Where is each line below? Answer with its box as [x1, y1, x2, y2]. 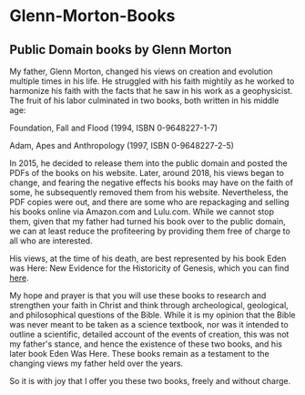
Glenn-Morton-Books [9, 5, 176, 26]
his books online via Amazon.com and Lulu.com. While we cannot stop [9, 206, 275, 217]
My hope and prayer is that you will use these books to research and [9, 290, 267, 301]
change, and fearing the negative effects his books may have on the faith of [9, 177, 294, 188]
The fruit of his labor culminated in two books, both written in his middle [9, 95, 280, 106]
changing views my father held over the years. [9, 358, 184, 369]
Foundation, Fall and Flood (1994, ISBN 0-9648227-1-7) [9, 122, 219, 133]
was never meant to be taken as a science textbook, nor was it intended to [9, 319, 289, 329]
